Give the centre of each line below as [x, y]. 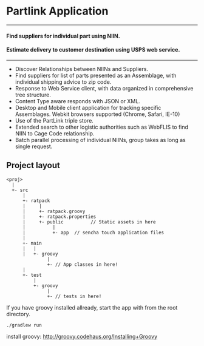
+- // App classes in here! [83, 264]
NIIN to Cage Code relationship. [55, 133]
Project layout [33, 165]
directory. [18, 314]
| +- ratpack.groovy [54, 211]
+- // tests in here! [74, 296]
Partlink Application [57, 11]
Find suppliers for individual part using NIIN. [63, 36]
